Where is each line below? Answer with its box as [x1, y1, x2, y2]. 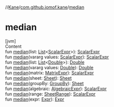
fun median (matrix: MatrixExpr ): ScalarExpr [5, 70, 94, 76]
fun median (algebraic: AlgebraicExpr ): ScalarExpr [5, 86, 107, 92]
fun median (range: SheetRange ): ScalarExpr [5, 91, 96, 97]
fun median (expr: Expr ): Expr [5, 96, 65, 102]
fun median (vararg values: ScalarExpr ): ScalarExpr [5, 54, 109, 60]
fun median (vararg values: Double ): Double [5, 64, 94, 70]
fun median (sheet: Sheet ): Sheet [5, 75, 72, 81]
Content [5, 43, 22, 49]
